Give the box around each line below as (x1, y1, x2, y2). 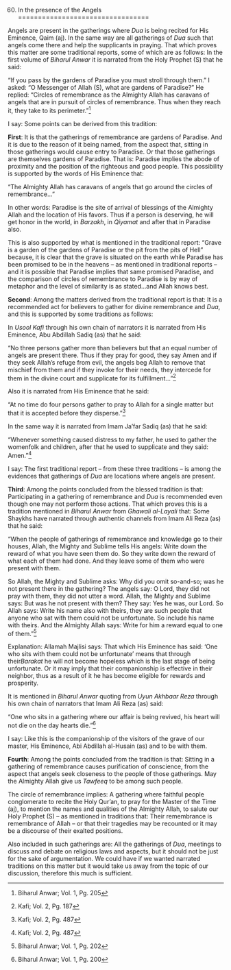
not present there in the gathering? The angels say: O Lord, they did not (8, 584, 210, 592)
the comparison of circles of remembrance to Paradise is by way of (8, 274, 198, 283)
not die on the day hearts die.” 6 (8, 720, 97, 729)
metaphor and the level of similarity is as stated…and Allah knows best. (8, 282, 208, 290)
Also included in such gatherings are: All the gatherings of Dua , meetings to (8, 840, 222, 848)
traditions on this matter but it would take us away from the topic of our (8, 862, 208, 870)
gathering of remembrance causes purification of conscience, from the (8, 762, 208, 771)
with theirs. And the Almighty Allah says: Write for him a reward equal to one (8, 620, 223, 629)
